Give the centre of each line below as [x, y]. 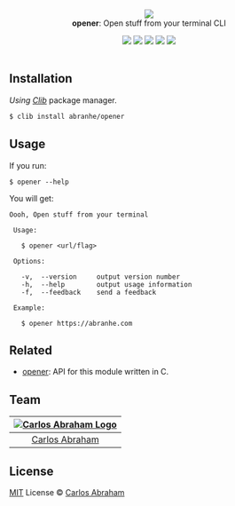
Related [31, 350]
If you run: [28, 165]
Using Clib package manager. [63, 100]
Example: [29, 308]
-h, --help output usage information [106, 284]
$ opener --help [39, 182]
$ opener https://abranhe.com [77, 323]
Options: [29, 261]
